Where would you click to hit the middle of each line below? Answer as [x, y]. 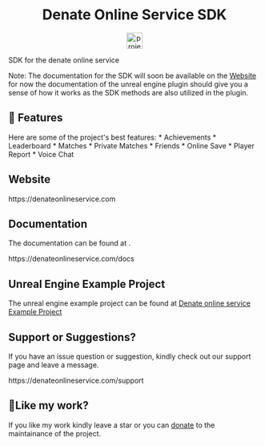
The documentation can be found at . [69, 243]
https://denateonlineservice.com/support [76, 380]
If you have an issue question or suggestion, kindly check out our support [130, 356]
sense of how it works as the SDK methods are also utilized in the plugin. [128, 92]
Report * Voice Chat [41, 154]
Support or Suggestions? [72, 337]
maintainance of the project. [55, 433]
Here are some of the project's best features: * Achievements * [112, 137]
